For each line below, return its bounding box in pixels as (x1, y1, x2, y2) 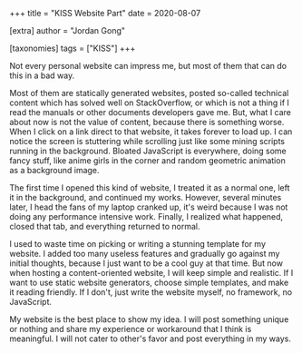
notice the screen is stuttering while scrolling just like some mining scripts (9, 136, 286, 146)
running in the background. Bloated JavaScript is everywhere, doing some (9, 145, 287, 156)
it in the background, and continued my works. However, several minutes (9, 192, 282, 202)
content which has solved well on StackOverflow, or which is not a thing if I (9, 97, 290, 108)
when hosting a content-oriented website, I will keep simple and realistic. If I (9, 268, 294, 278)
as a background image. (9, 165, 100, 175)
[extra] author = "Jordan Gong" (9, 25, 125, 35)
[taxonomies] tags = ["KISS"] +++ (9, 43, 136, 54)
